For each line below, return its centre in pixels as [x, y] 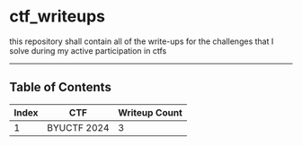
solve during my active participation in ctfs [88, 50]
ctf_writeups [58, 17]
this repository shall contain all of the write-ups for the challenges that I [142, 41]
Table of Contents [61, 87]
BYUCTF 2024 [78, 127]
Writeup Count [150, 112]
